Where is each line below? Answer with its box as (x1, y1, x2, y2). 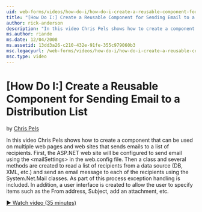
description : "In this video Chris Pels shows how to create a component (6, 25, 195, 32)
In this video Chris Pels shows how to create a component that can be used (6, 136, 194, 144)
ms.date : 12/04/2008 (6, 37, 58, 43)
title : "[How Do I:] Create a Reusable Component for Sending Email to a (6, 14, 195, 20)
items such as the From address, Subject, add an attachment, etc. (6, 187, 170, 195)
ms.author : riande (6, 31, 52, 37)
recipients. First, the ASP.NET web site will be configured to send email (6, 149, 182, 156)
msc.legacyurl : (6, 48, 44, 54)
